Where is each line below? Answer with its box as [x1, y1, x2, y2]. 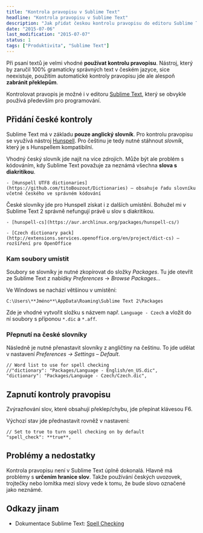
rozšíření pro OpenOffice [6, 240, 71, 246]
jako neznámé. [6, 486, 43, 493]
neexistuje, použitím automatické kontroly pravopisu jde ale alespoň [6, 72, 175, 79]
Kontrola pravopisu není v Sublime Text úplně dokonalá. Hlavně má [6, 466, 173, 474]
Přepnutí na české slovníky [6, 330, 88, 338]
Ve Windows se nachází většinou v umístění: [6, 286, 117, 293]
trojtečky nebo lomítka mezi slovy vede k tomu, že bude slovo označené [6, 480, 186, 487]
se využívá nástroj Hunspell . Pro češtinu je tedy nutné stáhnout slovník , [6, 137, 184, 144]
